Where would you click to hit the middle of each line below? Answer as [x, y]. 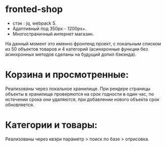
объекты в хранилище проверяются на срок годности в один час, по [80, 94]
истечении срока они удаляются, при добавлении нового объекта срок [82, 99]
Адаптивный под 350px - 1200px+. [49, 28]
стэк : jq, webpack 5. [34, 23]
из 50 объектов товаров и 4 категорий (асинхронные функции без [77, 49]
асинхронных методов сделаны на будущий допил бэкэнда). [71, 54]
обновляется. [20, 105]
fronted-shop [34, 9]
